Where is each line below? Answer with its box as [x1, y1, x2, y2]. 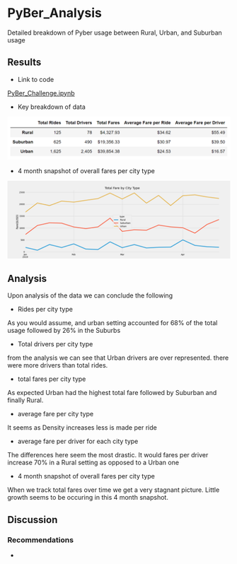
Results [7, 57, 42, 69]
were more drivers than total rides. [7, 361, 108, 370]
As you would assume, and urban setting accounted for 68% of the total [7, 319, 218, 327]
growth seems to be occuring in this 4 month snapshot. [7, 493, 168, 502]
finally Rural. [7, 396, 44, 404]
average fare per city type [17, 410, 94, 418]
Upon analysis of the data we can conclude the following [7, 291, 173, 300]
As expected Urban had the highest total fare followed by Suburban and [7, 389, 217, 397]
